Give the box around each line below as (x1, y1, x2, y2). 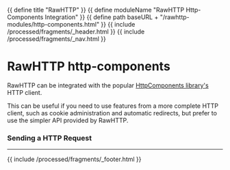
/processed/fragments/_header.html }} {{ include (7, 27, 145, 36)
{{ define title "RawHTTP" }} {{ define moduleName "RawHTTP (7, 6, 185, 14)
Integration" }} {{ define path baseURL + (44, 13, 159, 21)
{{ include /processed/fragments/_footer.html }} (7, 155, 142, 163)
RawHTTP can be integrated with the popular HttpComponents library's (7, 81, 209, 89)
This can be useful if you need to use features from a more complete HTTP (7, 102, 219, 110)
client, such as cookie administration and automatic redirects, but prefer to (7, 109, 218, 117)
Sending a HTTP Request (7, 133, 92, 143)
